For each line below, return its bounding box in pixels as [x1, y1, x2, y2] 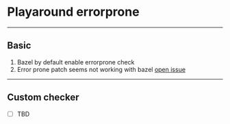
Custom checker [7, 92, 79, 103]
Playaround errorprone [7, 4, 140, 20]
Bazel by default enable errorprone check [16, 58, 135, 66]
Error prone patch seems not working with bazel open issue [16, 65, 186, 73]
